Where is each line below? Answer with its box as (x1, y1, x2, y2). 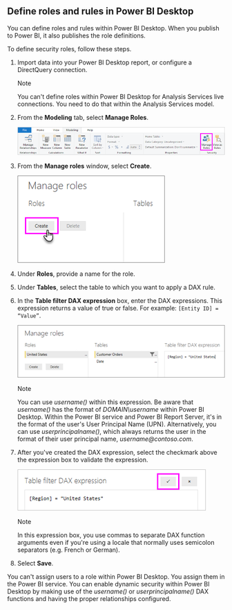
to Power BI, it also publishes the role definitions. (7, 31, 146, 40)
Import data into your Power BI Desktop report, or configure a (17, 58, 192, 67)
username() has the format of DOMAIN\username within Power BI (17, 406, 205, 414)
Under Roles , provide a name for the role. (17, 270, 136, 278)
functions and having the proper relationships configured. (7, 595, 171, 603)
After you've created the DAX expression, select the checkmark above (17, 448, 217, 457)
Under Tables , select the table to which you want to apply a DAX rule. (17, 283, 215, 291)
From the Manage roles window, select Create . (17, 162, 152, 170)
